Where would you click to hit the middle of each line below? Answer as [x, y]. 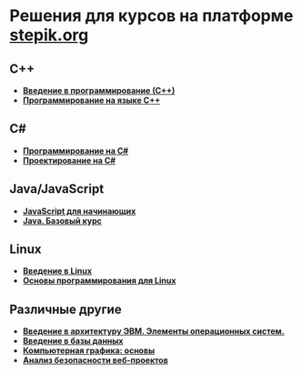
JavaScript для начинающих [79, 211]
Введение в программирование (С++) [99, 91]
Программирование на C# [75, 150]
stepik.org [49, 35]
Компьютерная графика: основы [89, 350]
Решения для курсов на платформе [151, 16]
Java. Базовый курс [62, 220]
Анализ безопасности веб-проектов [95, 360]
